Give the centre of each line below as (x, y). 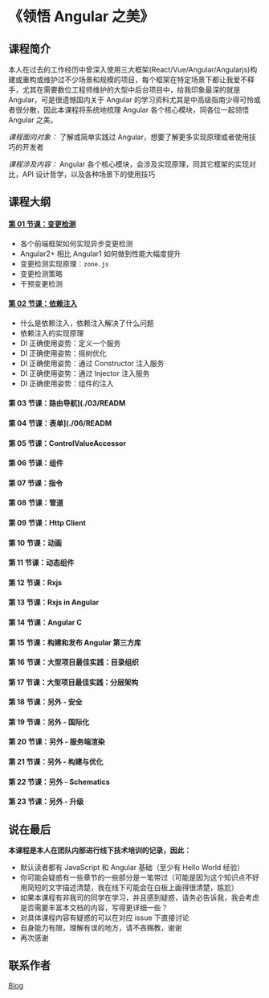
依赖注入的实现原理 (52, 333)
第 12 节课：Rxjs (35, 582)
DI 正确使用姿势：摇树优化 (63, 353)
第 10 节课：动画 (35, 542)
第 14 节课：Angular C (45, 622)
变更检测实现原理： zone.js (64, 263)
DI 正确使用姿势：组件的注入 (67, 383)
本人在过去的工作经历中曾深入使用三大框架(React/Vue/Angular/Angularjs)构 (133, 70)
